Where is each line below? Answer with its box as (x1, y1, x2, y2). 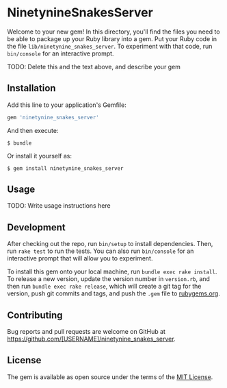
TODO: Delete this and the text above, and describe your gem (7, 62, 181, 71)
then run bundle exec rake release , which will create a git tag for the (7, 282, 202, 291)
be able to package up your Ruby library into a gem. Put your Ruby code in (7, 34, 217, 43)
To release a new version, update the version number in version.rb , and (7, 275, 211, 283)
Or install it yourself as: (7, 151, 72, 160)
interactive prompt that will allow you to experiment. (7, 254, 153, 263)
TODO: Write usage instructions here (7, 202, 111, 210)
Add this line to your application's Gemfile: (7, 101, 126, 109)
